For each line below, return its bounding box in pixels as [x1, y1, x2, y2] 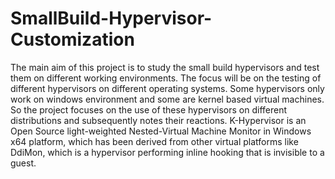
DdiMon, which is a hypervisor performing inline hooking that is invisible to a [10, 146, 325, 158]
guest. [10, 157, 37, 169]
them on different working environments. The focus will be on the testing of [10, 72, 322, 84]
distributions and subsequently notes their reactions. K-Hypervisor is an [10, 114, 307, 126]
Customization [10, 28, 135, 51]
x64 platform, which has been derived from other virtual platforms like [10, 135, 299, 147]
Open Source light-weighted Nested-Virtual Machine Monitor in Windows [10, 125, 312, 137]
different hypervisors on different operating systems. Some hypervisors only [10, 82, 325, 94]
